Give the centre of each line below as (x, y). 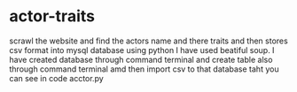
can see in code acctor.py (56, 78)
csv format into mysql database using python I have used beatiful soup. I (142, 50)
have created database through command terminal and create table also (141, 59)
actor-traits (52, 16)
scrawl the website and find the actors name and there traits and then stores (148, 41)
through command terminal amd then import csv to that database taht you (144, 69)
